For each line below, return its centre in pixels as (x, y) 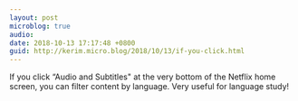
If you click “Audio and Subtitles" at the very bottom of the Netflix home (143, 77)
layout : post (34, 18)
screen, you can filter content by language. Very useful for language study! (149, 87)
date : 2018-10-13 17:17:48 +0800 (72, 43)
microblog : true (40, 26)
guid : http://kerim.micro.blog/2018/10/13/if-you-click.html (127, 51)
